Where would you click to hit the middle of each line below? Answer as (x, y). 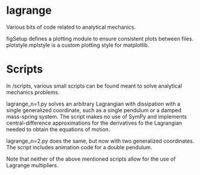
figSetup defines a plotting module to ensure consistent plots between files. (100, 38)
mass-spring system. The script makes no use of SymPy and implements (97, 116)
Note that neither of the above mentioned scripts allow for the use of (91, 159)
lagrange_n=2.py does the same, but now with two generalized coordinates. (100, 141)
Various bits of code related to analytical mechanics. (71, 27)
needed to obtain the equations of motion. (58, 129)
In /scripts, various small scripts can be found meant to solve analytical (94, 86)
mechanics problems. (33, 92)
